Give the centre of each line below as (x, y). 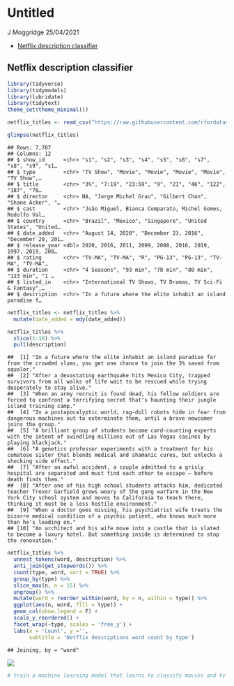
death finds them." (36, 480)
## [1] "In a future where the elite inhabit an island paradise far (112, 358)
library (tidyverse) (36, 84)
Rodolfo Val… (26, 214)
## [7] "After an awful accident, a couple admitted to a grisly (106, 467)
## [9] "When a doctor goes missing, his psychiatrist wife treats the (115, 510)
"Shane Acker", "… (34, 203)
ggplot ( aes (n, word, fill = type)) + (68, 605)
